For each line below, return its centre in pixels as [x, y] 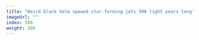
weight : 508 [21, 28]
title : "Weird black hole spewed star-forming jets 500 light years [92, 11]
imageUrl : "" [22, 17]
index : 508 [20, 22]
